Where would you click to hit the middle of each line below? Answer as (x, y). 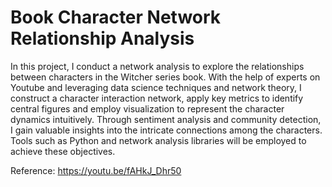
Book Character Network (116, 17)
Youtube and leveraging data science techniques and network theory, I (156, 87)
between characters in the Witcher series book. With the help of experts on (165, 77)
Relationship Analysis (102, 38)
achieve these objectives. (63, 151)
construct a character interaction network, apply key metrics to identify (157, 98)
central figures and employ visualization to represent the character (147, 108)
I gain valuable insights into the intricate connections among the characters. (166, 130)
